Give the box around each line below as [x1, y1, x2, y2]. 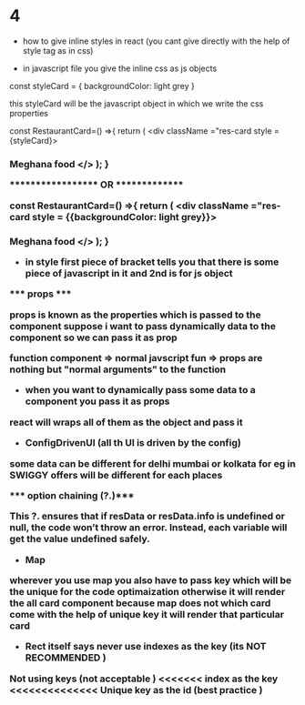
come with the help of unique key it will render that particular [9, 609, 285, 621]
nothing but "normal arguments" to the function [9, 363, 227, 376]
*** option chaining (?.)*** [9, 488, 135, 501]
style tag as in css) [22, 45, 94, 55]
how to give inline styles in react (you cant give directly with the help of [22, 35, 290, 46]
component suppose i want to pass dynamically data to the [9, 319, 276, 332]
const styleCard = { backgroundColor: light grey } [9, 80, 196, 91]
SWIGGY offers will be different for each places [9, 468, 223, 481]
